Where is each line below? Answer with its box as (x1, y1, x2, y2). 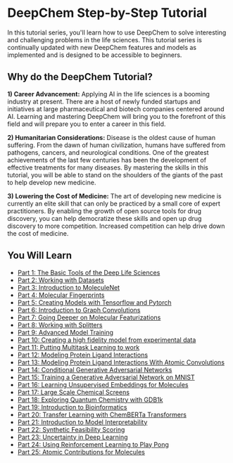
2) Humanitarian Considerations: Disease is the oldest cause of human (7, 133, 216, 141)
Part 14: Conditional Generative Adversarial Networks (17, 365, 172, 374)
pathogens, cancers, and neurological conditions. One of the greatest (7, 148, 209, 156)
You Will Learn (7, 250, 73, 262)
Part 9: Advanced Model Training (17, 328, 114, 336)
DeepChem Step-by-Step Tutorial (7, 5, 208, 21)
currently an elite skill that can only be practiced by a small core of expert (7, 199, 220, 208)
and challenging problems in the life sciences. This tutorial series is (7, 35, 202, 44)
